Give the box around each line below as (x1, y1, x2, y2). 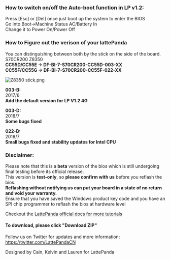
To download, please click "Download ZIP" (5, 222, 97, 228)
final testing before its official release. (5, 168, 84, 175)
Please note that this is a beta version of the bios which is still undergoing (5, 163, 160, 169)
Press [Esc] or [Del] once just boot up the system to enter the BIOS (5, 16, 146, 22)
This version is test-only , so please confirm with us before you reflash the (5, 174, 162, 180)
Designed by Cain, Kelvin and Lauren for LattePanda (5, 249, 115, 255)
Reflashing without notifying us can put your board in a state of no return (5, 185, 162, 191)
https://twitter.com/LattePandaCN (5, 239, 76, 245)
